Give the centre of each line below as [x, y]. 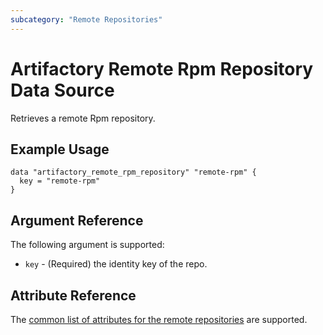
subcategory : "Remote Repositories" [86, 19]
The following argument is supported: [87, 245]
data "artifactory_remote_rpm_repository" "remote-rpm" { [133, 172]
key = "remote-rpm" [60, 181]
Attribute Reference [73, 295]
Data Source [62, 90]
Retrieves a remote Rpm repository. [83, 118]
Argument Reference [77, 220]
